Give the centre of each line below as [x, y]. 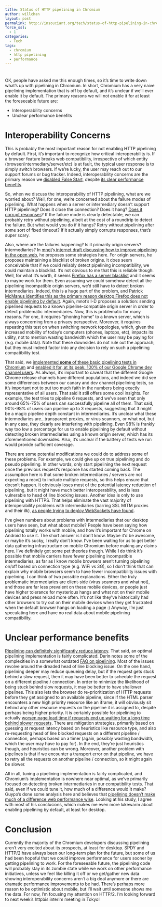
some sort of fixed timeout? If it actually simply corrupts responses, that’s [78, 230]
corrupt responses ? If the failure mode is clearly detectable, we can [72, 215]
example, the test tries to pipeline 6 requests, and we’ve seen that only [75, 398]
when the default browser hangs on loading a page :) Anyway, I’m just [74, 608]
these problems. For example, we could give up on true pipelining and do [77, 459]
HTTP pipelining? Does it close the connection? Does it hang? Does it [74, 209]
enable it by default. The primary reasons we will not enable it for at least [77, 96]
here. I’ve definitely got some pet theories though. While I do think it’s [74, 551]
